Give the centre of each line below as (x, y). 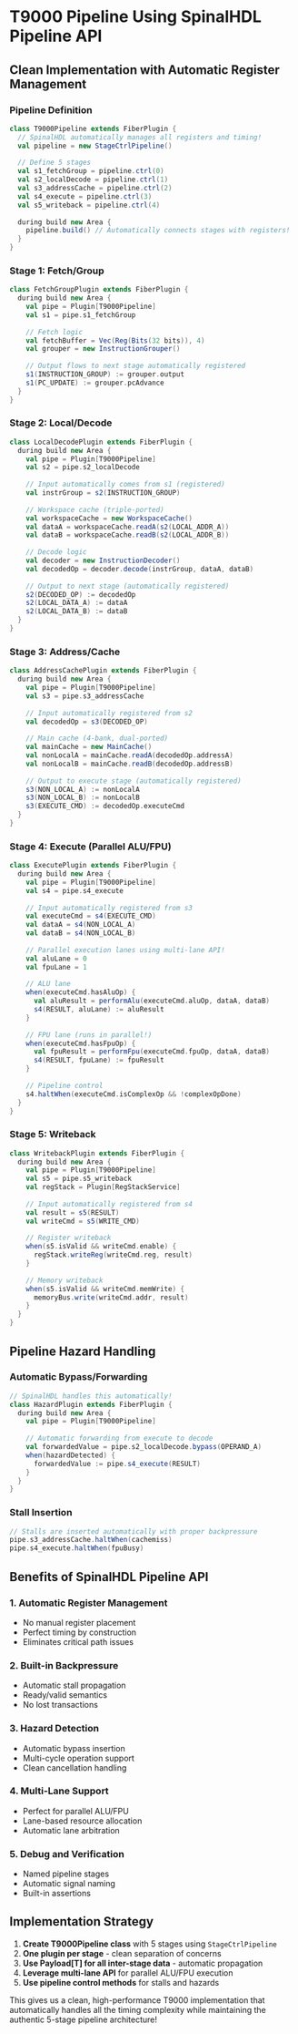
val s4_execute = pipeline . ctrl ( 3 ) (85, 196)
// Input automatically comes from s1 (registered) (125, 485)
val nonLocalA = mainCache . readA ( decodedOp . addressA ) (129, 755)
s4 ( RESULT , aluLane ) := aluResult (99, 1010)
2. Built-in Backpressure (64, 1665)
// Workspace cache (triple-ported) (95, 509)
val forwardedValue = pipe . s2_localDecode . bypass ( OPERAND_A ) (144, 1447)
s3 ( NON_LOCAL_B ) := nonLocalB (83, 798)
